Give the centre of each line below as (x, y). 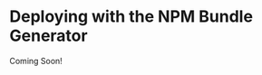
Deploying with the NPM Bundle (131, 17)
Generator (49, 36)
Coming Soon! (36, 61)
